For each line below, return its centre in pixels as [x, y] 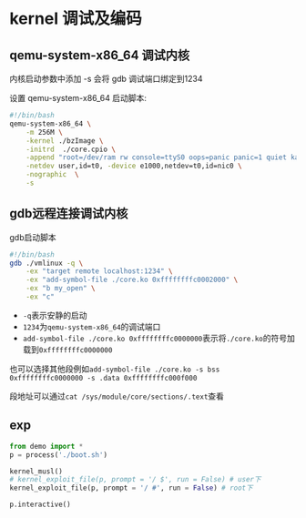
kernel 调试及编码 [76, 19]
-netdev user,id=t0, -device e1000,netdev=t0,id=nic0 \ [134, 166]
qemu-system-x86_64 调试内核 [100, 55]
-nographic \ [52, 175]
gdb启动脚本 [33, 237]
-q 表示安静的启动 [55, 315]
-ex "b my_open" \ [61, 289]
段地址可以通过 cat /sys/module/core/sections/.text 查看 [117, 396]
